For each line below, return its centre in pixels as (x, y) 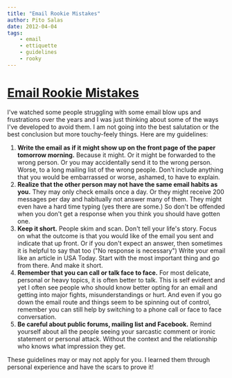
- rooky (30, 59)
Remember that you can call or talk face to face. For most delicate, (114, 272)
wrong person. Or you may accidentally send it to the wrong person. (115, 162)
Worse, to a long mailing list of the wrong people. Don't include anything (120, 170)
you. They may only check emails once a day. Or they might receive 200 (121, 192)
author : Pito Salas (35, 20)
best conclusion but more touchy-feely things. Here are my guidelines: (108, 134)
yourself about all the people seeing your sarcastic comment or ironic (116, 331)
